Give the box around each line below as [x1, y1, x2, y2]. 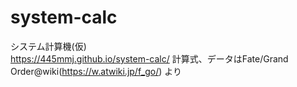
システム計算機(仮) [10, 40, 87, 52]
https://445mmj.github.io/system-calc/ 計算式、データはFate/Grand [10, 52, 289, 65]
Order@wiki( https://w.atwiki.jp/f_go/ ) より [10, 65, 183, 77]
